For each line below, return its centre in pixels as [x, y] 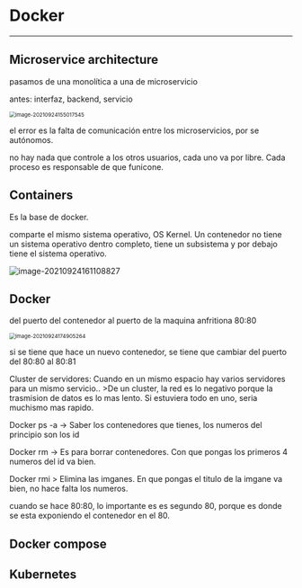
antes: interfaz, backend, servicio [71, 99]
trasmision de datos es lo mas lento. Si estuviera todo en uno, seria [133, 398]
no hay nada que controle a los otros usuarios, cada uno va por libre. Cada [147, 157]
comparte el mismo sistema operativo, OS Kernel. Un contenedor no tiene [146, 234]
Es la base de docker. [49, 217]
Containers [41, 196]
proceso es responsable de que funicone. [87, 166]
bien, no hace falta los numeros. [69, 489]
